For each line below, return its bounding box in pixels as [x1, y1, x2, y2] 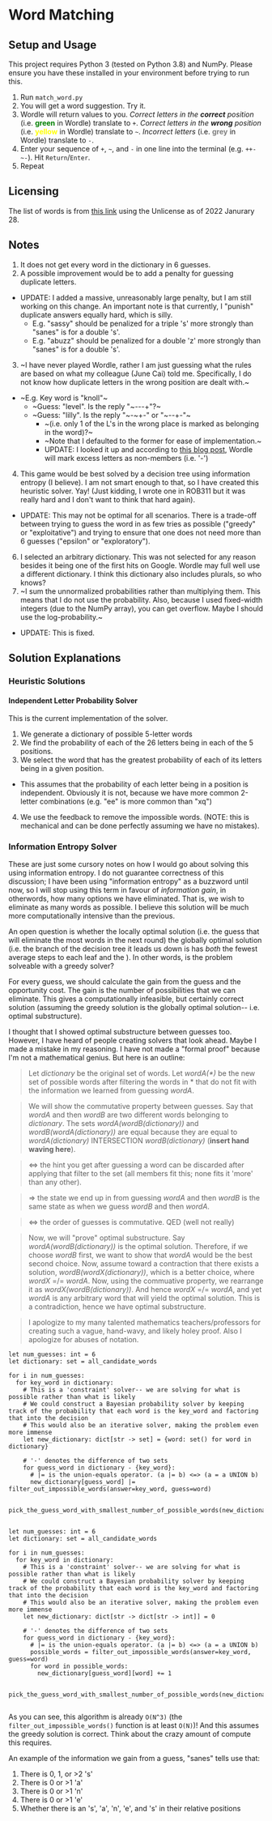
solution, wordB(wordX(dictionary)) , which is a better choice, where [28, 1268, 255, 1277]
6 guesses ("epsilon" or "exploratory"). [19, 536, 151, 546]
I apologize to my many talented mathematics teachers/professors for [28, 1318, 261, 1328]
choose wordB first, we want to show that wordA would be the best [28, 1250, 253, 1260]
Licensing [8, 185, 59, 198]
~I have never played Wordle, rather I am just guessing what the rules [19, 360, 253, 369]
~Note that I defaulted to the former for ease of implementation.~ [44, 436, 262, 446]
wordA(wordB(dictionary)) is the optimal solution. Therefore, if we [28, 1242, 249, 1252]
